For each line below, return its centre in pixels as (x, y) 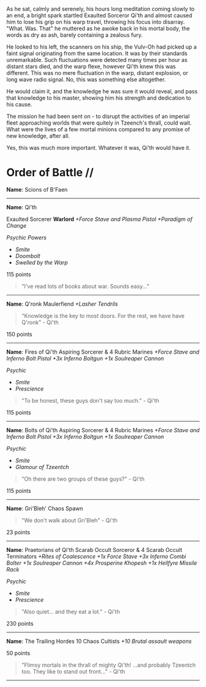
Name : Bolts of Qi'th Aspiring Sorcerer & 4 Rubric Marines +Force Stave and (103, 430)
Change (17, 225)
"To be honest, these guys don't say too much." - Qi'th (90, 400)
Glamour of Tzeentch (42, 467)
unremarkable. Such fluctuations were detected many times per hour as (97, 60)
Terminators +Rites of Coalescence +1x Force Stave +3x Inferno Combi (96, 556)
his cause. (19, 104)
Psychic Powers (27, 237)
